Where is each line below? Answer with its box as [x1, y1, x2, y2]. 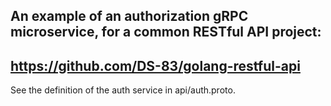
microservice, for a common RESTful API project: [10, 24, 322, 41]
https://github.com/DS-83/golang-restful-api [10, 57, 301, 74]
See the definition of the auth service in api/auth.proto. [10, 84, 236, 96]
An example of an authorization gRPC [10, 8, 249, 25]
